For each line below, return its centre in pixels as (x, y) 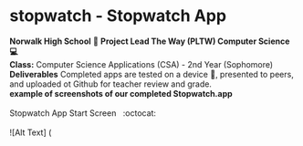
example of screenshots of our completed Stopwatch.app (121, 93)
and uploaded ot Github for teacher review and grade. (111, 84)
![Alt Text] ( (31, 132)
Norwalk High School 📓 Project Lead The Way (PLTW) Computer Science (150, 41)
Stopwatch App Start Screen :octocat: (83, 113)
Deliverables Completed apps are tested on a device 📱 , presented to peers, (151, 74)
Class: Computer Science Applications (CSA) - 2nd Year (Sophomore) (141, 64)
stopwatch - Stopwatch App (118, 16)
